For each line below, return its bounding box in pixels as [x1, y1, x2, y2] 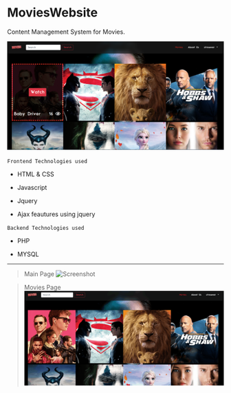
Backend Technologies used [7, 225, 85, 232]
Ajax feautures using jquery [16, 210, 96, 218]
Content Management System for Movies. [7, 28, 125, 36]
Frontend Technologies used [7, 158, 88, 165]
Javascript [16, 184, 47, 192]
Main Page [23, 270, 55, 278]
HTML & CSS [16, 170, 54, 178]
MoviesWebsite [7, 5, 98, 21]
